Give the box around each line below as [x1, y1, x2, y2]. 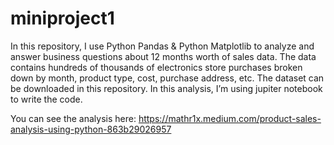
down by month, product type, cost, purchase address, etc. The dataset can [10, 72, 325, 84]
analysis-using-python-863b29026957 [10, 123, 172, 135]
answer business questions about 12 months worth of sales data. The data [10, 50, 317, 62]
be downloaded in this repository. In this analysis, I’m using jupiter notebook [10, 82, 323, 94]
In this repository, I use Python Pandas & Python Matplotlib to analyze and [10, 40, 315, 52]
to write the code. [10, 93, 83, 105]
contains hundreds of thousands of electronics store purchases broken [10, 61, 303, 73]
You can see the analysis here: [10, 112, 137, 124]
